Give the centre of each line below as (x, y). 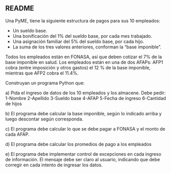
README (20, 8)
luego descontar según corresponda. (44, 119)
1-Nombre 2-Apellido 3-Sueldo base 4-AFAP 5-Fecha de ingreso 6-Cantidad (86, 98)
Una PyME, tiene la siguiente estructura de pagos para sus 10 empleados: (83, 20)
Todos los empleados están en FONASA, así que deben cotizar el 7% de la (84, 57)
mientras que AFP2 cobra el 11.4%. (42, 73)
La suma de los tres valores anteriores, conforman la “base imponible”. (87, 47)
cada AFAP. (17, 134)
